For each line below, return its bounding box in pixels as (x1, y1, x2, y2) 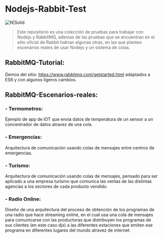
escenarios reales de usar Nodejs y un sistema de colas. (17, 44, 130, 50)
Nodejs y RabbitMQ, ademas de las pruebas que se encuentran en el (17, 34, 155, 40)
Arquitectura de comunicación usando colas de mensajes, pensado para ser (5, 173, 158, 179)
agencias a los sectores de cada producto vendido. (5, 183, 108, 189)
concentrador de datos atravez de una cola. (5, 122, 93, 128)
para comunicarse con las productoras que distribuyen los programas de (5, 217, 151, 223)
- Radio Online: (5, 196, 41, 202)
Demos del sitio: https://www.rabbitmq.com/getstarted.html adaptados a (5, 72, 150, 77)
